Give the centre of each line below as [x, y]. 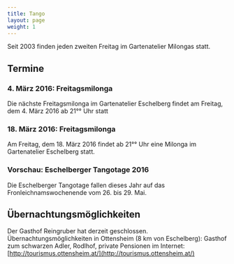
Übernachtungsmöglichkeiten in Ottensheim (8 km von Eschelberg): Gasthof [117, 239]
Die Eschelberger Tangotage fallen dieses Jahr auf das [86, 185]
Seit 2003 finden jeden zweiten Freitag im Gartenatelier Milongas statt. [109, 47]
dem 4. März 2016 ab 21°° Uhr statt [58, 111]
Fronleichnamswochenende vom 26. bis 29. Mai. [77, 192]
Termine [26, 68]
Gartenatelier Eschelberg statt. [51, 152]
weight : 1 [22, 27]
